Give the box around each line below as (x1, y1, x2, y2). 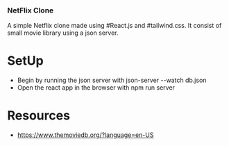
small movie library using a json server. (7, 29, 119, 37)
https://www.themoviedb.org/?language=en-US (17, 131, 154, 139)
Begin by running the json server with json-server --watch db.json (17, 76, 207, 85)
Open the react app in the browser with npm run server (17, 83, 176, 92)
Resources (7, 108, 71, 124)
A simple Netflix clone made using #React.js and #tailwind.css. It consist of (7, 22, 222, 30)
